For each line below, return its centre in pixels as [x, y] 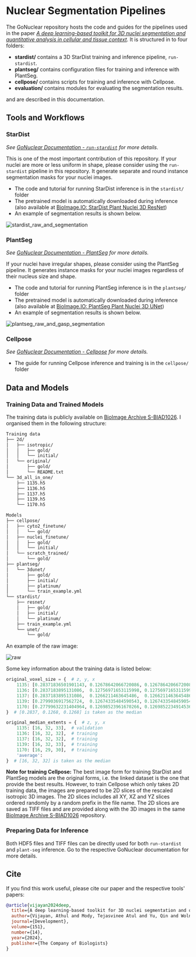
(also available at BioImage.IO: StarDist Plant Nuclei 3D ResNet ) [91, 207]
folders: [15, 46]
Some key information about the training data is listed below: [79, 669]
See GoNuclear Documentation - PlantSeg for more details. [77, 252]
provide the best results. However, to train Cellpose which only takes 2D [93, 784]
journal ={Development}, [40, 922]
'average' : [30, 755]
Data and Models [37, 388]
